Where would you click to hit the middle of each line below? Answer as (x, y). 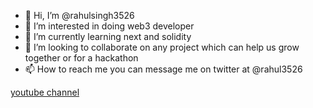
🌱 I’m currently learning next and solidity (108, 36)
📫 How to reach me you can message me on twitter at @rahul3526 (163, 69)
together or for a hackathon (81, 58)
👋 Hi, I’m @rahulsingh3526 (79, 15)
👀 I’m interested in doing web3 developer (109, 26)
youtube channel (45, 92)
